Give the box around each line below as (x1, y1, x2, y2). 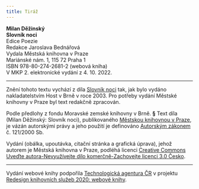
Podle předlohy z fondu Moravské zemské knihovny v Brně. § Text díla (6, 110, 178, 117)
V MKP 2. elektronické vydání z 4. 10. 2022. (6, 69, 113, 76)
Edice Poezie (6, 37, 38, 44)
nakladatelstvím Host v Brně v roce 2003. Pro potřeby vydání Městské (6, 92, 177, 99)
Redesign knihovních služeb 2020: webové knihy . (6, 175, 127, 183)
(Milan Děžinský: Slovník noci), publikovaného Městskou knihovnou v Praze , (6, 116, 192, 123)
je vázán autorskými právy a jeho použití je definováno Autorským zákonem (6, 122, 191, 129)
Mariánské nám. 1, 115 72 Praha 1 (6, 56, 86, 63)
